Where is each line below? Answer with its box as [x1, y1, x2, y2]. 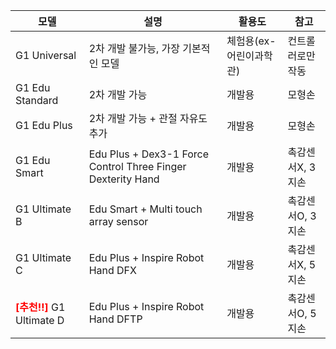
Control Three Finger [88, 160, 187, 173]
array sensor [88, 215, 149, 228]
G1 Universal [15, 49, 77, 62]
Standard [15, 94, 59, 107]
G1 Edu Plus [15, 119, 73, 132]
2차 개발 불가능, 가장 [88, 42, 180, 55]
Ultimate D [15, 314, 65, 327]
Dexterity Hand [88, 172, 160, 186]
